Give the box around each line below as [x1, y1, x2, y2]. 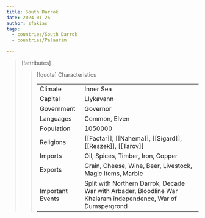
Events [39, 194, 60, 203]
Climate [39, 85, 62, 93]
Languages [39, 114, 72, 122]
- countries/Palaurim [12, 37, 67, 43]
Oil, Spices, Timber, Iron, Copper [84, 152, 178, 160]
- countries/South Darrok [12, 32, 78, 38]
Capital [39, 95, 60, 103]
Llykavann [84, 95, 114, 103]
